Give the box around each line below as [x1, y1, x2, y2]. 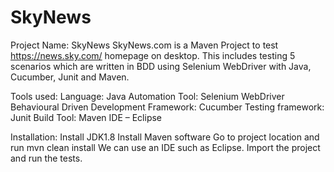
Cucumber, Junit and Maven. [10, 71, 130, 83]
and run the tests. [10, 152, 83, 164]
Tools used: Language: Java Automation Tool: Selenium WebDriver [10, 90, 285, 102]
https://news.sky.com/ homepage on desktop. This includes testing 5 [10, 49, 296, 61]
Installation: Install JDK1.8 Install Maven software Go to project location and [10, 131, 320, 143]
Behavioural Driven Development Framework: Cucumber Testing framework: [10, 101, 325, 113]
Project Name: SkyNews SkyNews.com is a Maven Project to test [10, 39, 279, 51]
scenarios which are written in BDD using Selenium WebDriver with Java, [10, 60, 312, 72]
